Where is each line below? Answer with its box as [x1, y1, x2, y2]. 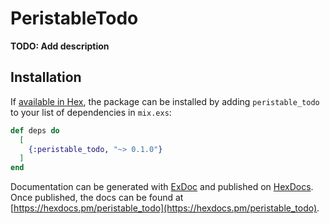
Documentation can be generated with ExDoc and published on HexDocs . [10, 181, 314, 193]
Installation [10, 69, 82, 86]
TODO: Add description [10, 40, 110, 52]
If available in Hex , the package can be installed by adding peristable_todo [10, 95, 320, 107]
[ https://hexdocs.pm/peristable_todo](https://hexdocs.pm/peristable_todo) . [10, 202, 320, 214]
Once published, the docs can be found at [10, 192, 184, 204]
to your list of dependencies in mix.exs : [10, 106, 172, 118]
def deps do [10, 125, 60, 136]
